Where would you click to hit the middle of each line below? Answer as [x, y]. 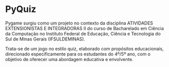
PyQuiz [21, 9]
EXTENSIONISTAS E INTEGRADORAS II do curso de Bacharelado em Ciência [84, 28]
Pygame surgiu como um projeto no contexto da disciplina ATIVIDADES [79, 23]
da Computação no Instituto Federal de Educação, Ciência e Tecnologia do [83, 33]
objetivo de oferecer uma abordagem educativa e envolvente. [69, 59]
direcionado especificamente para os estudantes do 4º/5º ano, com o [78, 54]
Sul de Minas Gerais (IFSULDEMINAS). [45, 39]
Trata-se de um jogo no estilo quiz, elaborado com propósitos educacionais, [84, 48]
